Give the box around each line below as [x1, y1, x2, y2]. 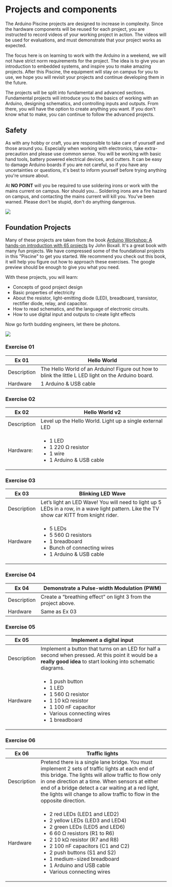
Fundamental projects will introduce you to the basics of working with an [5, 95, 159, 101]
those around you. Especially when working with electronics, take [5, 145, 144, 151]
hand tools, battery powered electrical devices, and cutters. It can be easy [5, 156, 162, 162]
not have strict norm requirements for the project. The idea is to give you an [5, 57, 165, 64]
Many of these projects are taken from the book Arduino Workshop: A [5, 237, 153, 243]
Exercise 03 [5, 477, 36, 484]
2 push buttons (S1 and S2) [49, 849, 116, 856]
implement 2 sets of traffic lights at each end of [40, 765, 155, 772]
